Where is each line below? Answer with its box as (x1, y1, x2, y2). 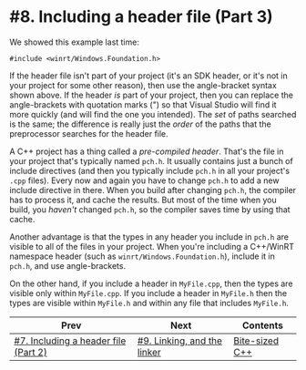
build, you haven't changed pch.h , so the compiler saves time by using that (9, 203, 291, 215)
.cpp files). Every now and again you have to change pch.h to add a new (9, 175, 280, 186)
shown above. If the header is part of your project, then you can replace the (9, 89, 294, 100)
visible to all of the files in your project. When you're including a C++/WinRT (9, 241, 294, 252)
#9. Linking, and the (137, 334, 223, 347)
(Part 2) (14, 345, 47, 358)
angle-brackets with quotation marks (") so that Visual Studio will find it (9, 98, 277, 110)
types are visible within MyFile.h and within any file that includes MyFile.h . (9, 297, 290, 308)
